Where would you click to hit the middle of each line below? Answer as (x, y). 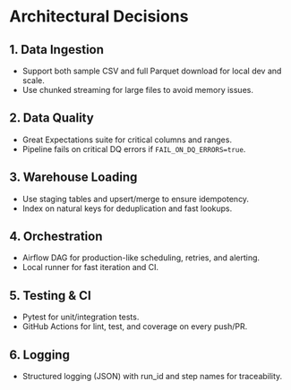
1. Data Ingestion (57, 50)
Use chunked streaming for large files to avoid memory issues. (137, 90)
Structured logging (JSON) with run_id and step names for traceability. (152, 377)
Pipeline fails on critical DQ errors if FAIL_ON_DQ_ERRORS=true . (134, 148)
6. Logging (39, 355)
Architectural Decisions (99, 17)
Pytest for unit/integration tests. (81, 317)
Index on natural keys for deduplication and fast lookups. (127, 208)
